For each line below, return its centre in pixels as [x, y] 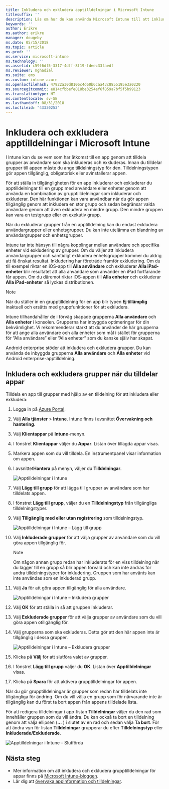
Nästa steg [23, 759]
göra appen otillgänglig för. [41, 622]
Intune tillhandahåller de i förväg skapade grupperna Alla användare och [81, 317]
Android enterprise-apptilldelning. [41, 358]
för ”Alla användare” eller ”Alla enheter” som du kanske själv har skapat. [79, 338]
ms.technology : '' [25, 61]
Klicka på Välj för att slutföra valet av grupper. [60, 657]
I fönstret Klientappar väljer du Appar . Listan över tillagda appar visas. [86, 443]
